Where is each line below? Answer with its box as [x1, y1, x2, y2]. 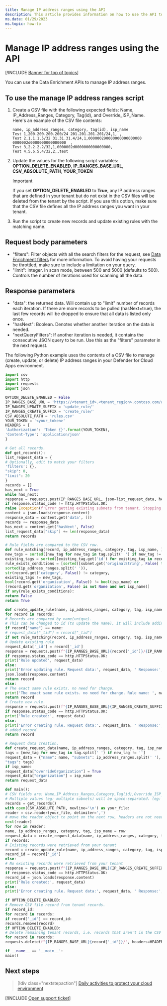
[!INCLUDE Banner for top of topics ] [5, 70, 79, 76]
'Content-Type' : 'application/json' [5, 432, 81, 437]
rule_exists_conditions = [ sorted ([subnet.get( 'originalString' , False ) [5, 561, 159, 566]
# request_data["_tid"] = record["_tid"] [5, 630, 92, 635]
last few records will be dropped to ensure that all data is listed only [12, 311, 151, 317]
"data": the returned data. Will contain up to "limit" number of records [12, 300, 155, 306]
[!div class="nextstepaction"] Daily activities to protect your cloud [17, 980, 153, 986]
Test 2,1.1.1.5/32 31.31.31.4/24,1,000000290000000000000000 [12, 136, 142, 141]
